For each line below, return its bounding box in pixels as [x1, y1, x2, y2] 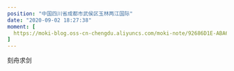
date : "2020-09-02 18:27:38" [7, 17, 92, 24]
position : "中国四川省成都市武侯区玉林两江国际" [7, 10, 134, 17]
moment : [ [7, 23, 36, 30]
